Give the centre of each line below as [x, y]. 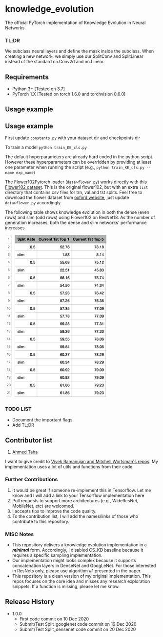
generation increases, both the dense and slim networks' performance [76, 223]
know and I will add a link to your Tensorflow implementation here [78, 495]
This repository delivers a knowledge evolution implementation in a [80, 544]
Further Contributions [31, 480]
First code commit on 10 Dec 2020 [54, 619]
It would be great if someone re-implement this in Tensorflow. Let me [81, 490]
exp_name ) [26, 172]
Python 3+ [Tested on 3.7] [38, 89]
